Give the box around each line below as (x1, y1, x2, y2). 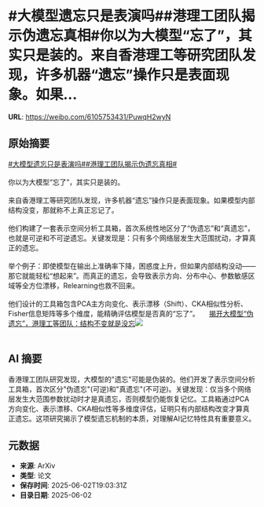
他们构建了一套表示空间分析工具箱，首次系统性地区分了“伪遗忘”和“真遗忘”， (8, 223, 255, 232)
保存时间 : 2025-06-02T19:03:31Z (19, 480, 127, 491)
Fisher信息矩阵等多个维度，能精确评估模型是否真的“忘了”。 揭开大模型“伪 (8, 308, 254, 318)
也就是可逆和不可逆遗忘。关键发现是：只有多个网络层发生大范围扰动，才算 (8, 233, 249, 243)
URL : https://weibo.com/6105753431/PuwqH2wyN (8, 111, 171, 122)
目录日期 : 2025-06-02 (19, 491, 92, 500)
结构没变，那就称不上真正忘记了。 (8, 205, 119, 214)
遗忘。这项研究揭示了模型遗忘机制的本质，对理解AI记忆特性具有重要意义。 (14, 414, 256, 423)
